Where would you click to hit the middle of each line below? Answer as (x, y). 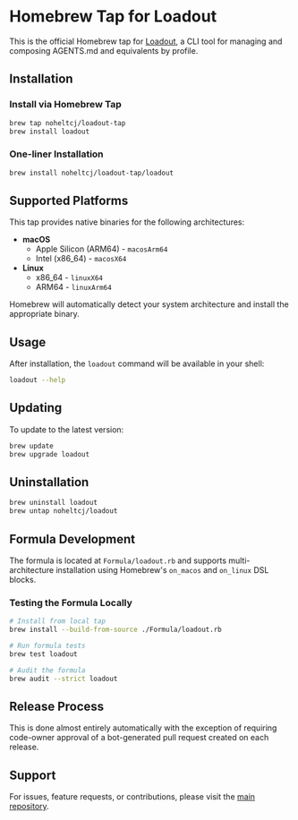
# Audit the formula (48, 670)
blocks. (23, 579)
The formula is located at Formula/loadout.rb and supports (118, 560)
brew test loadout (43, 654)
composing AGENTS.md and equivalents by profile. (104, 50)
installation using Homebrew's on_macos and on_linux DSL (162, 569)
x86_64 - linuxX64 (69, 278)
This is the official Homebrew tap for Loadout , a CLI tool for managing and (146, 41)
